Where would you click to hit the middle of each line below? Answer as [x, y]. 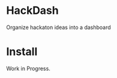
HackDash [32, 11]
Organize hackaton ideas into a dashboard [58, 27]
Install [22, 52]
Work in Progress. [28, 68]
